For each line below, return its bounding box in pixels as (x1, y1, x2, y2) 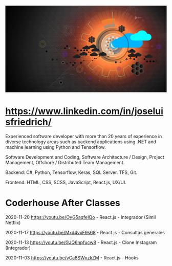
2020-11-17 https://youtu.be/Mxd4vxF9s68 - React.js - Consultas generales (5, 230, 165, 236)
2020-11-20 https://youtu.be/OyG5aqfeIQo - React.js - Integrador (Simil (5, 214, 156, 220)
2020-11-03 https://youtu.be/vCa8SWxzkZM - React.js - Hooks (5, 255, 139, 261)
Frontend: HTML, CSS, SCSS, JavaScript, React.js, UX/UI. (5, 180, 127, 186)
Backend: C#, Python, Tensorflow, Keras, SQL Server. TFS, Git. (5, 169, 138, 175)
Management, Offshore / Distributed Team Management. (5, 160, 125, 166)
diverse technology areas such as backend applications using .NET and (5, 139, 156, 145)
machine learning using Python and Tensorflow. (5, 144, 106, 150)
